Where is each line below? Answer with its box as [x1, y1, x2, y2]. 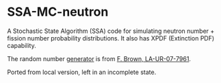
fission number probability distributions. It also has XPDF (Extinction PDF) [7, 34, 215, 42]
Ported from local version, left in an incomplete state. [7, 68, 157, 76]
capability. [7, 41, 36, 49]
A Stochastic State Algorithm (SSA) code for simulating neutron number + [7, 27, 215, 35]
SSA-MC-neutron [7, 4, 109, 20]
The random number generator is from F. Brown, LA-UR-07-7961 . [7, 54, 192, 62]
